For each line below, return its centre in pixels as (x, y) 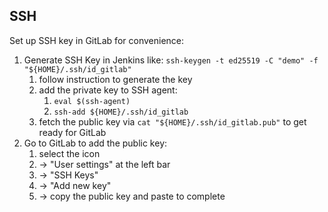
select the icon (69, 153)
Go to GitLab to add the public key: (95, 143)
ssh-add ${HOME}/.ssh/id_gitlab (121, 112)
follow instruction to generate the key (115, 79)
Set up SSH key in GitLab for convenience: (97, 40)
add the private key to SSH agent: (108, 90)
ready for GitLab (72, 132)
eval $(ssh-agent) (92, 101)
